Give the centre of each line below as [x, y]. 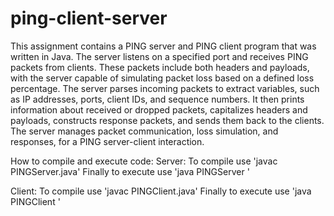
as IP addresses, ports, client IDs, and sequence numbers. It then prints [157, 99]
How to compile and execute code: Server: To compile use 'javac [144, 161]
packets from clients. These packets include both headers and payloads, [160, 67]
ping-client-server [89, 18]
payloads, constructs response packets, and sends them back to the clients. [167, 120]
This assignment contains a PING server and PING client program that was [163, 46]
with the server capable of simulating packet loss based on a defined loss [162, 78]
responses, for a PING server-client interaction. [107, 141]
